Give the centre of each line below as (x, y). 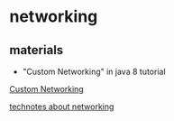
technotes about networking (62, 107)
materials (37, 50)
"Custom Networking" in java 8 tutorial (94, 71)
